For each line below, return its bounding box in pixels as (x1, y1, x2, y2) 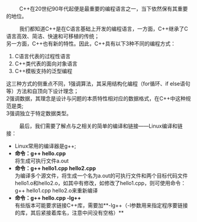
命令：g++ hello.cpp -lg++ (14, 195, 82, 201)
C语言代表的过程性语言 (14, 53, 71, 59)
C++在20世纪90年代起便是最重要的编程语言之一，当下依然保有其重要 (19, 5, 188, 12)
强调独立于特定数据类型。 (9, 110, 72, 117)
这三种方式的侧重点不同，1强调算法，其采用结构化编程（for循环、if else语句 (6, 80, 190, 87)
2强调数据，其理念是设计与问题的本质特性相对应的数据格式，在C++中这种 (6, 95, 186, 102)
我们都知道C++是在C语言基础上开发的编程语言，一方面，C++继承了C (19, 26, 188, 32)
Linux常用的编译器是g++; (14, 142, 76, 150)
